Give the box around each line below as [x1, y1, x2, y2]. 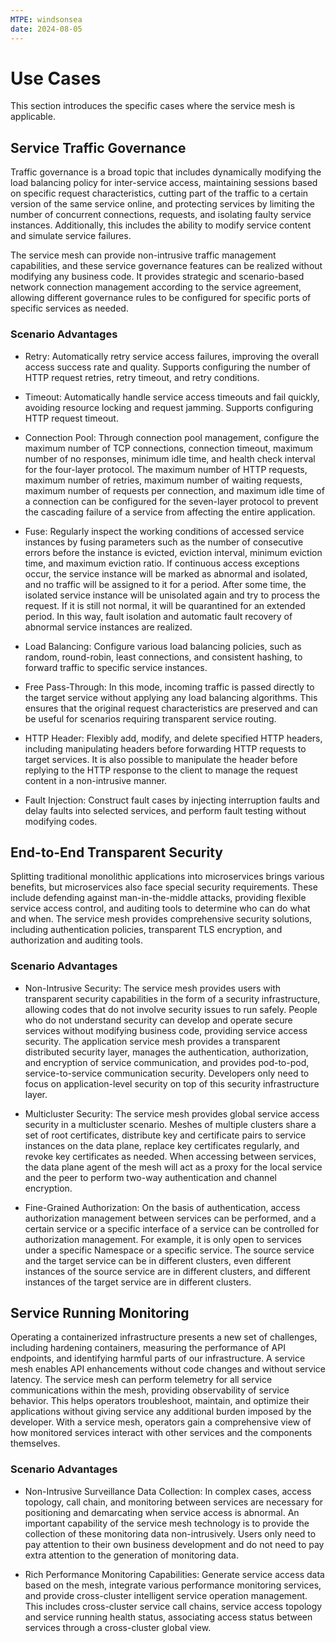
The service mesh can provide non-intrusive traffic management [10, 249, 277, 261]
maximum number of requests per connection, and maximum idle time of [24, 484, 325, 496]
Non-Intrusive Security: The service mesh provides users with [24, 982, 282, 994]
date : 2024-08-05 [10, 24, 83, 34]
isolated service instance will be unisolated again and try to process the [24, 589, 321, 601]
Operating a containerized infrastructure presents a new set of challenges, [10, 1331, 318, 1343]
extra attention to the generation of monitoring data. [24, 1549, 239, 1561]
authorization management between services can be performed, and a [24, 1212, 317, 1224]
